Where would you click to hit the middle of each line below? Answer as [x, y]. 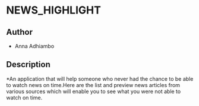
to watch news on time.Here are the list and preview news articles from [93, 85]
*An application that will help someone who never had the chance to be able [100, 79]
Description [28, 64]
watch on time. [24, 97]
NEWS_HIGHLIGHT [53, 10]
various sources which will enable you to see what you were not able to [94, 91]
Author [19, 32]
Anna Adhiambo [34, 46]
